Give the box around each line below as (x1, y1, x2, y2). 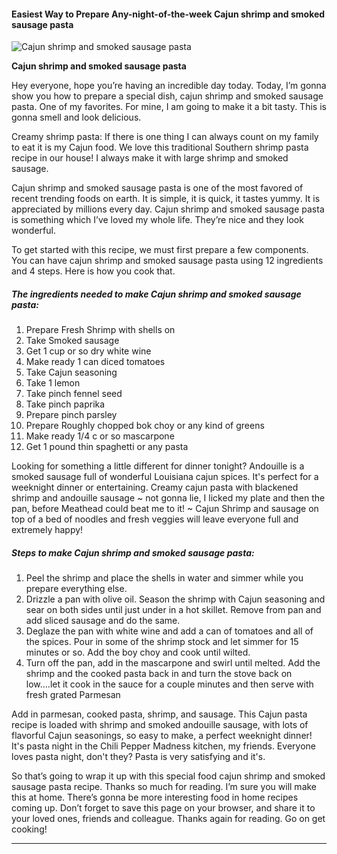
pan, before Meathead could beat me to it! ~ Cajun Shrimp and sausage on (11, 503, 319, 515)
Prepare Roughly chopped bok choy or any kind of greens (25, 420, 265, 432)
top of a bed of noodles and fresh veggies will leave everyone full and (11, 513, 299, 525)
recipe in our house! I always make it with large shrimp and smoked (11, 152, 289, 164)
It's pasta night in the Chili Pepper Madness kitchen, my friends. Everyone (11, 740, 316, 752)
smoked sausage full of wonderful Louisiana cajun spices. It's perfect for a (11, 471, 319, 483)
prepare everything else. (25, 583, 128, 595)
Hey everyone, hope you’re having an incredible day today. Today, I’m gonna (11, 80, 327, 92)
